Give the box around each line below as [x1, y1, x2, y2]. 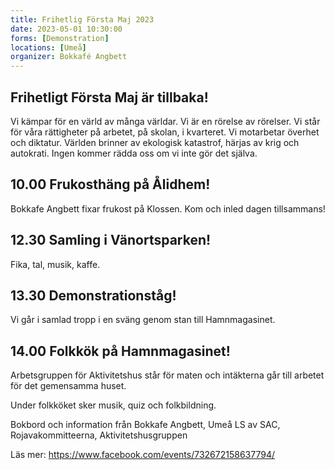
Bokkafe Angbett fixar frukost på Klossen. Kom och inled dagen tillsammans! [10, 202, 326, 215]
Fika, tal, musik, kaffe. [10, 258, 101, 270]
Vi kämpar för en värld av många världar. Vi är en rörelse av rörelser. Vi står [10, 115, 321, 127]
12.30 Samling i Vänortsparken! [10, 232, 212, 249]
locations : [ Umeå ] [10, 42, 87, 53]
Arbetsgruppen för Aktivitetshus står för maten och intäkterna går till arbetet [10, 369, 325, 381]
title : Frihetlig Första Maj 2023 [10, 14, 155, 25]
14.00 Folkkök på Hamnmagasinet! [10, 342, 231, 360]
